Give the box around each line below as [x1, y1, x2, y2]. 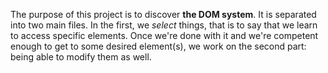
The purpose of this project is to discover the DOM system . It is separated [10, 9, 317, 20]
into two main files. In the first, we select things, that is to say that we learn [10, 19, 318, 31]
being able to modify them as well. [10, 51, 152, 63]
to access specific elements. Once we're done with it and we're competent [10, 30, 319, 41]
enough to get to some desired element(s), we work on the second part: [10, 40, 307, 52]
